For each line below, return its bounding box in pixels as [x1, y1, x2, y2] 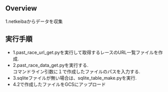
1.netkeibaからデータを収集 [5, 18, 63, 25]
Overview [5, 4, 38, 13]
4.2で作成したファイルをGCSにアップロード [12, 81, 106, 87]
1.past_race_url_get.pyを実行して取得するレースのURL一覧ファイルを [12, 49, 158, 55]
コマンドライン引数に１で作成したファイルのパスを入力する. [12, 68, 140, 75]
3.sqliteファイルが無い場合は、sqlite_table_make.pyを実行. [12, 75, 137, 81]
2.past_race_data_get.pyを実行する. [12, 62, 89, 68]
